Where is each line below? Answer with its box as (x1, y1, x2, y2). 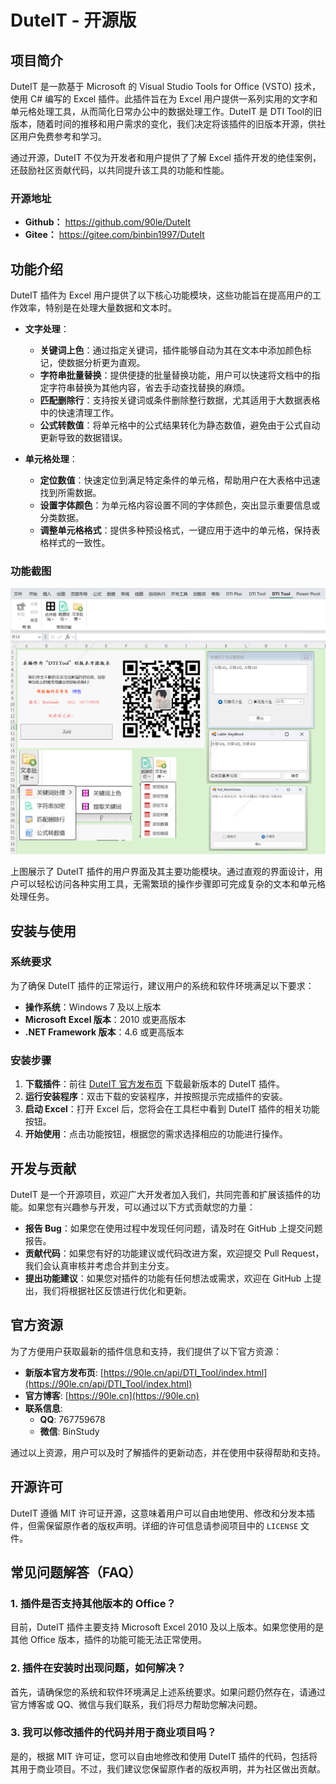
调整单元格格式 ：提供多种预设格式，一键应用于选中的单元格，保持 (39, 524, 312, 536)
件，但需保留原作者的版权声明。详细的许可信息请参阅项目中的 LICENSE (10, 1519, 299, 1531)
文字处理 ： (24, 323, 70, 335)
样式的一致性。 (48, 537, 111, 549)
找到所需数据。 (39, 487, 102, 499)
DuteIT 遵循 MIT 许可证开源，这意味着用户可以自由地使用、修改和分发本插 (10, 1507, 316, 1519)
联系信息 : (24, 1402, 63, 1414)
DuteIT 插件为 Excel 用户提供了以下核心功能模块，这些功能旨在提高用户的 (10, 289, 313, 301)
